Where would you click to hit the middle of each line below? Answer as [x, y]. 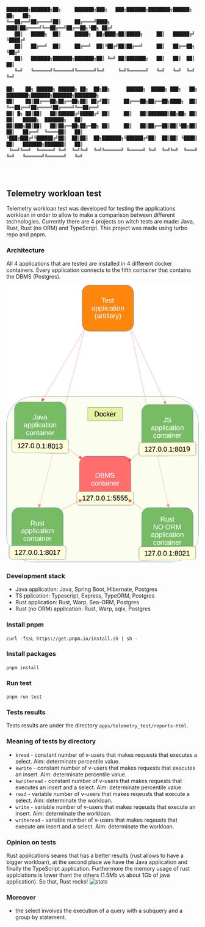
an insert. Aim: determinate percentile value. [71, 774]
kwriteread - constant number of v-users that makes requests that [99, 781]
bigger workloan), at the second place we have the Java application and [97, 862]
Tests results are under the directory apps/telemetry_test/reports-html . [97, 726]
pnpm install [23, 667]
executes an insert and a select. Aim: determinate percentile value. [99, 787]
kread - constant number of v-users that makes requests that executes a [106, 755]
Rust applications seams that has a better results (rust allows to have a [95, 856]
